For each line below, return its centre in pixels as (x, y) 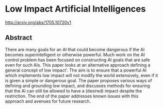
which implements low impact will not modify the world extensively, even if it (81, 75)
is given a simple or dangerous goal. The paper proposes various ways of (79, 80)
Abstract (19, 38)
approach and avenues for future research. (48, 101)
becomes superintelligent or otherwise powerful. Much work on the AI (75, 54)
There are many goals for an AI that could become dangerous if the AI (75, 49)
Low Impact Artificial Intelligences (75, 9)
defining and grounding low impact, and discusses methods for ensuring (78, 86)
